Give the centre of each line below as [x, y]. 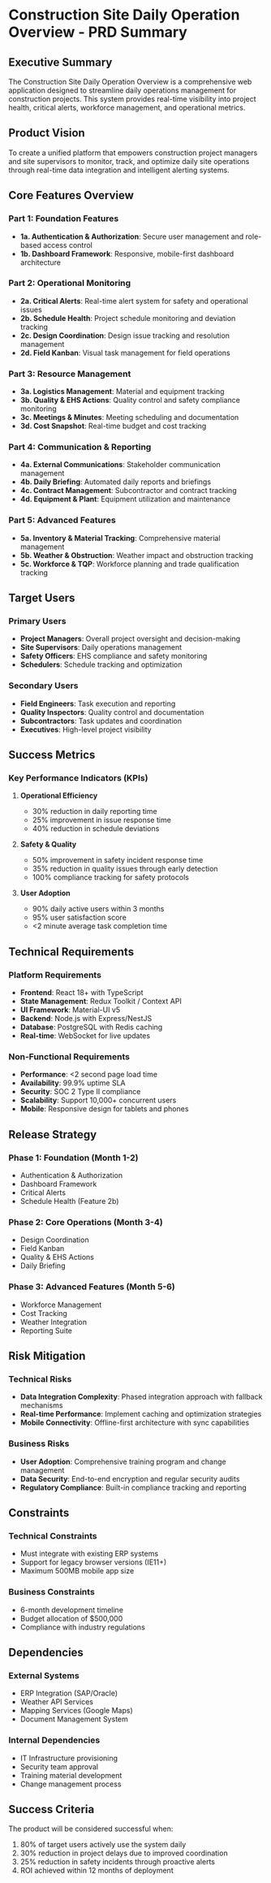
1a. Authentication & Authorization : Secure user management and [132, 236]
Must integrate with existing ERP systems [89, 1554]
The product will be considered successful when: [91, 1829]
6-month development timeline [72, 1609]
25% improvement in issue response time [102, 820]
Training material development [71, 1775]
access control [68, 245]
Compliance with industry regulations [83, 1627]
